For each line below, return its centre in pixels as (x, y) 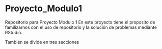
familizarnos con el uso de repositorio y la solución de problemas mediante (81, 27)
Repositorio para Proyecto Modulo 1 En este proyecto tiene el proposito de (80, 22)
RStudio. (14, 32)
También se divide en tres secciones (42, 42)
